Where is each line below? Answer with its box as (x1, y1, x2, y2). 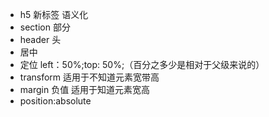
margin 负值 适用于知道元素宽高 (19, 84, 151, 95)
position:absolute (19, 95, 92, 107)
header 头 (19, 34, 62, 45)
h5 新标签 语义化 (19, 9, 89, 20)
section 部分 (19, 21, 71, 33)
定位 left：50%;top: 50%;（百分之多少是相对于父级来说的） (19, 59, 265, 70)
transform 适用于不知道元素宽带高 (19, 71, 160, 83)
